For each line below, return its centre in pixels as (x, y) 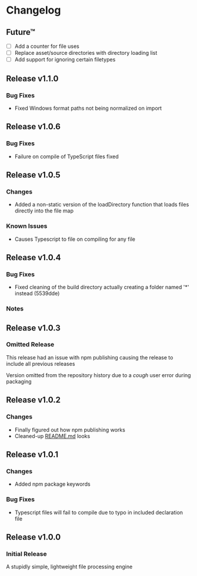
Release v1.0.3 (33, 328)
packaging (19, 381)
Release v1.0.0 (34, 537)
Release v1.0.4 (34, 257)
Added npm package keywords (52, 484)
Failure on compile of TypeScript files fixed (66, 156)
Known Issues (27, 226)
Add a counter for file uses (47, 46)
